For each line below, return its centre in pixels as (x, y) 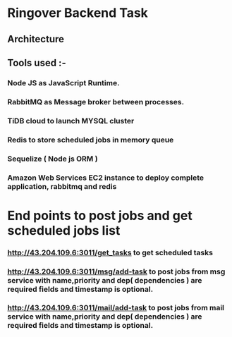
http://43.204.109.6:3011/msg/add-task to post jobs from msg (116, 271)
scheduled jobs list (64, 230)
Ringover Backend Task (78, 13)
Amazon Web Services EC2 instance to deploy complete (106, 178)
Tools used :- (37, 62)
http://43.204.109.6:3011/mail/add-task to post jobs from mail (116, 308)
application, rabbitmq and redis (62, 186)
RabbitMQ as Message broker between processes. (96, 102)
